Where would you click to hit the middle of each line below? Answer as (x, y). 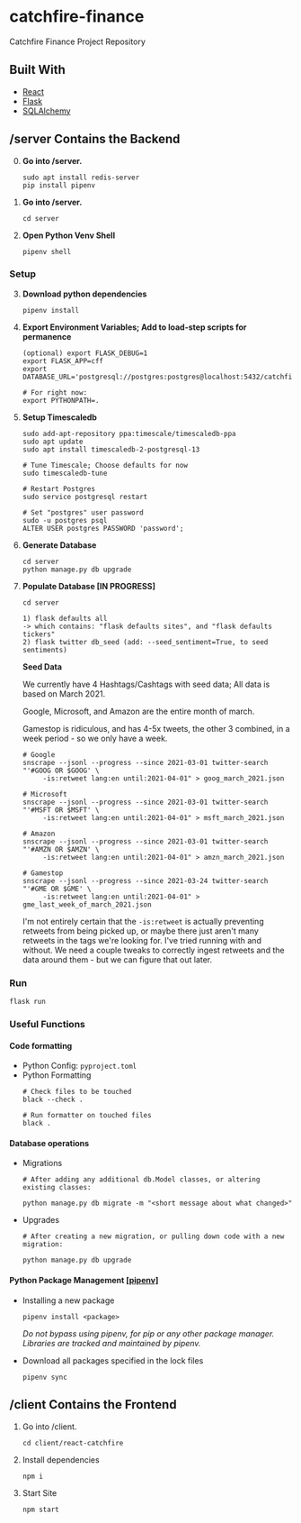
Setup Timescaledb (59, 417)
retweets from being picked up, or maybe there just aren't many (140, 931)
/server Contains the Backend (95, 139)
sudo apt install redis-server (81, 178)
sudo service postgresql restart (85, 497)
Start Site (40, 1492)
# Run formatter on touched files (87, 1116)
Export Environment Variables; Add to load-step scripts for (134, 327)
